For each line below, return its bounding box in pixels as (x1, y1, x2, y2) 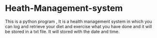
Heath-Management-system (5, 3, 123, 14)
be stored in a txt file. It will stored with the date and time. (5, 28, 120, 34)
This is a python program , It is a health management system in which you (5, 19, 152, 24)
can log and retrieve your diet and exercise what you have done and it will (5, 23, 152, 29)
